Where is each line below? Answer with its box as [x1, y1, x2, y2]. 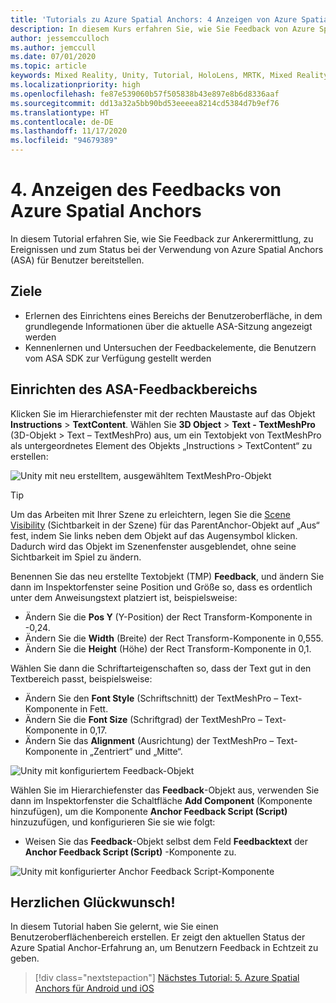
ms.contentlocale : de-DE [10, 117, 114, 127]
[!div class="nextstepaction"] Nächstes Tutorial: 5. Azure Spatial [34, 972, 300, 984]
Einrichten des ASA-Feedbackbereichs [10, 381, 258, 398]
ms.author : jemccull [10, 42, 97, 53]
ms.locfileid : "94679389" [10, 136, 118, 146]
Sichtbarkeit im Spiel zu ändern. [10, 551, 142, 563]
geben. [10, 952, 40, 965]
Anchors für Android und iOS [34, 982, 155, 995]
